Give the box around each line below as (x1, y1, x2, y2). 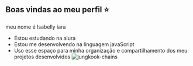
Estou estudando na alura (13, 34, 76, 41)
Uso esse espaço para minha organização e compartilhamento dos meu (13, 47, 188, 54)
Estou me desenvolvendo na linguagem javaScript (13, 40, 135, 48)
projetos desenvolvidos (13, 53, 71, 60)
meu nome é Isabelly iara (5, 23, 66, 30)
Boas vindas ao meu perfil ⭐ (5, 5, 109, 15)
